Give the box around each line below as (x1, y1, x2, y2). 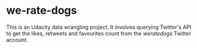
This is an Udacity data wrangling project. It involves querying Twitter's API (6, 23, 192, 31)
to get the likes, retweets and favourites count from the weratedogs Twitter (6, 29, 192, 37)
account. (6, 36, 28, 43)
